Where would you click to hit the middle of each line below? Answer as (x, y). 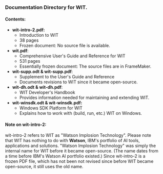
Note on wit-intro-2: (26, 124)
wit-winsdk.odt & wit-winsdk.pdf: (47, 103)
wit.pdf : (20, 51)
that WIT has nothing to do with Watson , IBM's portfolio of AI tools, (72, 141)
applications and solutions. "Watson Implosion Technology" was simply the (81, 146)
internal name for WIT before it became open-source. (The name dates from (82, 151)
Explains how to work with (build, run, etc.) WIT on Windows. (81, 113)
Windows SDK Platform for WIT (51, 108)
